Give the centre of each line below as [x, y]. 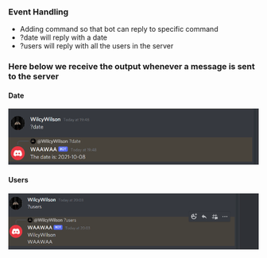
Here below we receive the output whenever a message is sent [132, 67]
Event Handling [39, 12]
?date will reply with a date [64, 37]
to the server [34, 76]
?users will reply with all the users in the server [97, 46]
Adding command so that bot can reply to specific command [119, 29]
